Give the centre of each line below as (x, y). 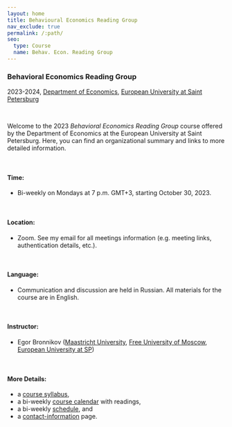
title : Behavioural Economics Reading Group (72, 20)
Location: (21, 222)
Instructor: (23, 326)
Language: (23, 274)
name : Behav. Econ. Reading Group (63, 53)
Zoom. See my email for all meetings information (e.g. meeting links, (114, 237)
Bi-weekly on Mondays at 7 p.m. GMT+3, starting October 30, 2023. (114, 193)
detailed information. (37, 148)
